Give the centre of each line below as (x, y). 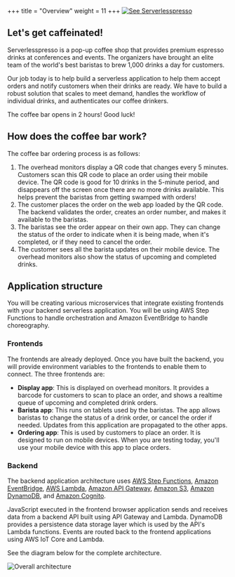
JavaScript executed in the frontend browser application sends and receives (117, 510)
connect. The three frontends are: (56, 374)
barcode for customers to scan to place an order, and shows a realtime (120, 395)
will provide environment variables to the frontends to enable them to (107, 366)
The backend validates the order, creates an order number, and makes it (122, 212)
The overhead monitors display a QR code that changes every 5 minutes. (123, 167)
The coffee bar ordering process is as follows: (74, 153)
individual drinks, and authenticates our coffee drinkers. (88, 101)
